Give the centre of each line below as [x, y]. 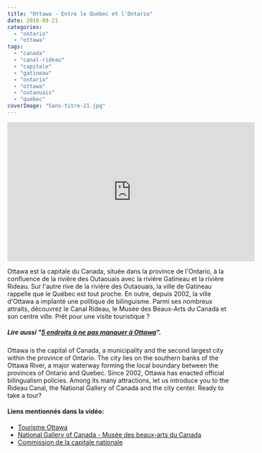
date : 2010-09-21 [33, 20]
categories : [25, 27]
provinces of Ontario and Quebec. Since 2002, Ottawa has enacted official [116, 372]
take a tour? [25, 395]
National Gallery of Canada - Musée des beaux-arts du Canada [109, 435]
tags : [15, 47]
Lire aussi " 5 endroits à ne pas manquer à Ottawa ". [84, 332]
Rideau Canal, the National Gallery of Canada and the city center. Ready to [116, 388]
